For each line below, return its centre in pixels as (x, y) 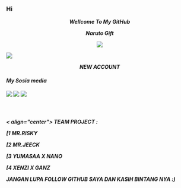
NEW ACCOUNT (100, 67)
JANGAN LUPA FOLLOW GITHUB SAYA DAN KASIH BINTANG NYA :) (91, 179)
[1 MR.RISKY (22, 133)
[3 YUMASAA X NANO (34, 156)
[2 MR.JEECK (23, 145)
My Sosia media (26, 80)
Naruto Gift (100, 33)
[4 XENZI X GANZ (28, 167)
